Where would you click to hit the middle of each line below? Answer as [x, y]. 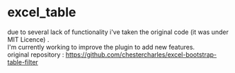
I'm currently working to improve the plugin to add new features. [101, 47]
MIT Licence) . [28, 39]
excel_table [42, 12]
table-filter [23, 62]
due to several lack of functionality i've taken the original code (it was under [118, 32]
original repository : [36, 55]
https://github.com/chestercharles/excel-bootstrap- [141, 55]
